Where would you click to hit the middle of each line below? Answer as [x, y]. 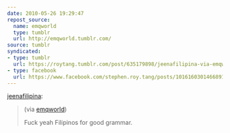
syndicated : [24, 52]
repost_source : [29, 20]
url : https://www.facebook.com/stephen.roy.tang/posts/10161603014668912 [120, 77]
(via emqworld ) [45, 109]
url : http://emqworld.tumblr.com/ [62, 39]
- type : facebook [32, 70]
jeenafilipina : [25, 96]
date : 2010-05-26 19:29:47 [46, 13]
